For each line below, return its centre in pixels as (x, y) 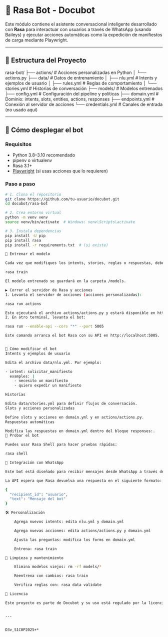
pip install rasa (23, 240)
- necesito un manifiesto (41, 381)
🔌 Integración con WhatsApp (34, 463)
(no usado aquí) (21, 109)
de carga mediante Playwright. (37, 40)
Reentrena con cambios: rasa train (51, 576)
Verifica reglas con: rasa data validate (58, 585)
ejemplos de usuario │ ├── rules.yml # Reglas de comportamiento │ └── (81, 83)
